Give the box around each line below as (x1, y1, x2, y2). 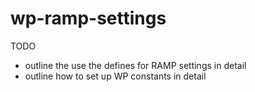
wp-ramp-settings (10, 7, 167, 30)
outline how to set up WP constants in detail (24, 70, 207, 82)
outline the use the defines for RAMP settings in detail (24, 59, 247, 71)
